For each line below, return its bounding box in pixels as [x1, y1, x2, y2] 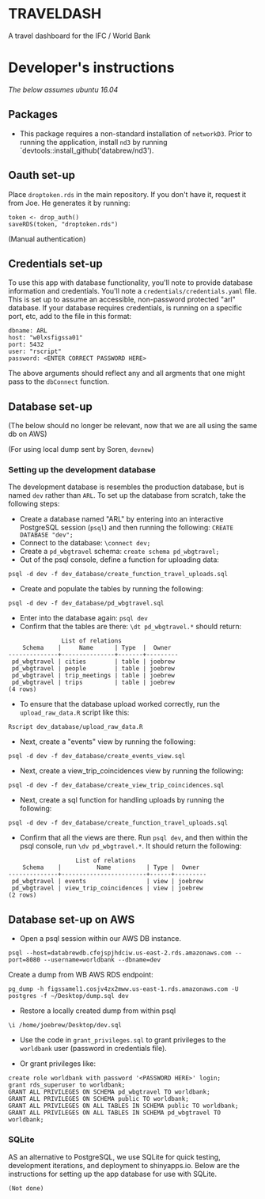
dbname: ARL [8, 327, 47, 335]
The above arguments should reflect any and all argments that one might [8, 369, 245, 378]
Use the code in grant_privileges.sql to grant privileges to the [19, 1035, 226, 1045]
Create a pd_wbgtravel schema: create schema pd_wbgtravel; [19, 547, 220, 556]
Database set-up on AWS [8, 913, 135, 926]
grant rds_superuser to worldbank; [8, 1081, 126, 1089]
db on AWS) [8, 429, 47, 439]
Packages [8, 108, 58, 121]
